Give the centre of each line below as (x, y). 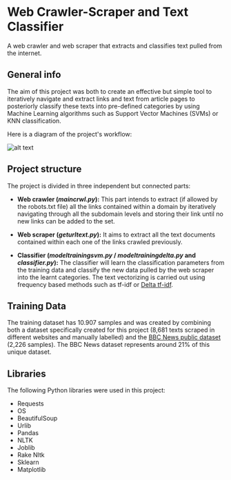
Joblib (26, 448)
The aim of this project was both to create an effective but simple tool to (110, 91)
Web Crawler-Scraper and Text (98, 12)
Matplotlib (31, 470)
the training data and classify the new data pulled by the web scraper (115, 270)
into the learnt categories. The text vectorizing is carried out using (111, 277)
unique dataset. (29, 352)
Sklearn (28, 462)
